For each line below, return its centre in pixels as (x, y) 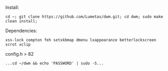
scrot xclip (18, 44)
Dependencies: (21, 31)
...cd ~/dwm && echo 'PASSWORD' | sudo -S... (54, 63)
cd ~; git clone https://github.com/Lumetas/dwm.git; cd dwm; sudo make (84, 17)
